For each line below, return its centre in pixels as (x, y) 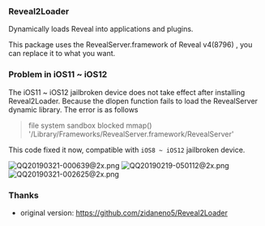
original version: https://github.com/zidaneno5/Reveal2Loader (124, 212)
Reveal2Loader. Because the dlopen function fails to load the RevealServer (133, 101)
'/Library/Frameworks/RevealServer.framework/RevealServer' (131, 134)
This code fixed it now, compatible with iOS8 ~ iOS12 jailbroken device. (127, 150)
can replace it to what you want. (62, 54)
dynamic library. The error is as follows (73, 109)
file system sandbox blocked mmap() (90, 125)
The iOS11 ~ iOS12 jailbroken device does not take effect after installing (127, 92)
